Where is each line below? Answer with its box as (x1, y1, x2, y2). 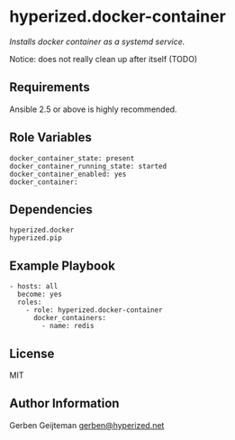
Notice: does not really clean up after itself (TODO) (9, 53, 198, 64)
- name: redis (41, 322, 95, 331)
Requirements (9, 79, 90, 96)
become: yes (17, 290, 63, 299)
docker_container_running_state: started (9, 161, 167, 170)
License (9, 345, 55, 362)
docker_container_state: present (9, 153, 135, 163)
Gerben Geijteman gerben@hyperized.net (9, 419, 165, 430)
